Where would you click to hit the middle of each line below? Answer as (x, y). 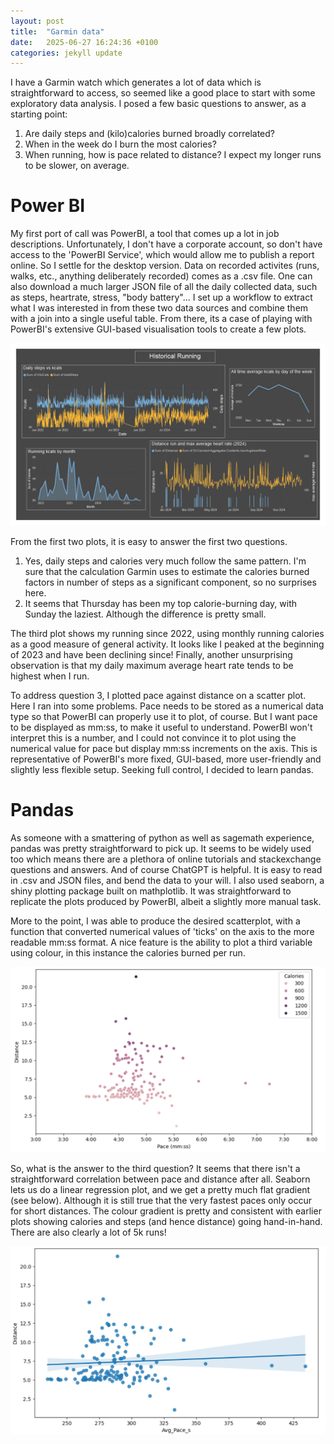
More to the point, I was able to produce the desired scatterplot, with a (155, 921)
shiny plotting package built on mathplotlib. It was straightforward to (151, 891)
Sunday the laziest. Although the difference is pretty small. (145, 614)
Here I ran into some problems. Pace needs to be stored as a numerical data (167, 706)
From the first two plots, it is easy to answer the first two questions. (149, 541)
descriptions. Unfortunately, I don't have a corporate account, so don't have (166, 244)
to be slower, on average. (77, 166)
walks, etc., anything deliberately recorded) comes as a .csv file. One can (161, 276)
